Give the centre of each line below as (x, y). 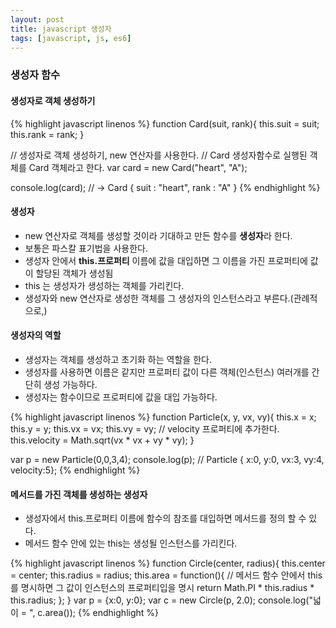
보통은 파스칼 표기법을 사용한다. (86, 248)
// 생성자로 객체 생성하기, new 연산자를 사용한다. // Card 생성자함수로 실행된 (159, 155)
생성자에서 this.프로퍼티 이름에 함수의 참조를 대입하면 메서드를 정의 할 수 (165, 518)
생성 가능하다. (70, 384)
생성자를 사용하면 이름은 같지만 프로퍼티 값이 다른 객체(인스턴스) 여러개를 (167, 372)
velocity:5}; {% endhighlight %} (75, 470)
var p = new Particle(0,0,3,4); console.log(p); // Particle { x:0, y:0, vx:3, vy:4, (167, 459)
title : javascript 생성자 (61, 29)
